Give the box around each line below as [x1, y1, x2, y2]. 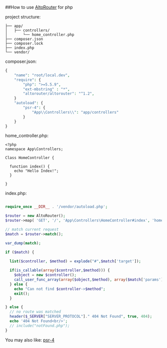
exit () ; [14, 291, 30, 296]
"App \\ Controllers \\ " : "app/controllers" [31, 110, 119, 115]
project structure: [5, 14, 41, 19]
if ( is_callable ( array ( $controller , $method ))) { [9, 268, 110, 273]
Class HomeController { [5, 156, 55, 161]
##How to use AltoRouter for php [5, 4, 73, 10]
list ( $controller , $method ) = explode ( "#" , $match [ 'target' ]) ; [9, 259, 141, 264]
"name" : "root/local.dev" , [14, 72, 70, 78]
